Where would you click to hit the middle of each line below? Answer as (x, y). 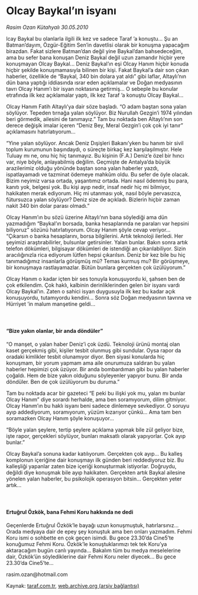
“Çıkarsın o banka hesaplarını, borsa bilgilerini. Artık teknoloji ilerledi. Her (95, 236)
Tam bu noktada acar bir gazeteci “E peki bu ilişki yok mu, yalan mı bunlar (96, 393)
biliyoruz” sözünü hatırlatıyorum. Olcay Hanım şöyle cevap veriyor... (88, 230)
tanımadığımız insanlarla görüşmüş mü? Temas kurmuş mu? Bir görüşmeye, (98, 261)
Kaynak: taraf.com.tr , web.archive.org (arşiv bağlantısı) (73, 586)
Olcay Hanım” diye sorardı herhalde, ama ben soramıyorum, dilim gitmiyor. (97, 399)
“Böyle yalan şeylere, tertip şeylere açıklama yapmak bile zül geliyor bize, (95, 430)
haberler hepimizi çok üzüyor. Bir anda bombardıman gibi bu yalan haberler (98, 369)
